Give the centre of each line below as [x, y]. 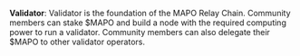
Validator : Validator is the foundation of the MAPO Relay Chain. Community [150, 13]
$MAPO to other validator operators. [77, 42]
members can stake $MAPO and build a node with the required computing [148, 23]
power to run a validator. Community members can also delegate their [140, 32]
